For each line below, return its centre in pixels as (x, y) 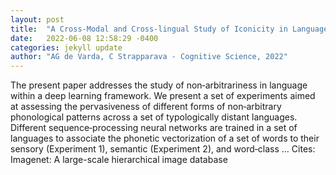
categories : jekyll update (66, 47)
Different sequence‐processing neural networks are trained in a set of (154, 128)
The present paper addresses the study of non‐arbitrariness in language (159, 85)
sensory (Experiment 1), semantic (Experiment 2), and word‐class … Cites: (163, 149)
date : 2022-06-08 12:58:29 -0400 (84, 38)
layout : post (37, 19)
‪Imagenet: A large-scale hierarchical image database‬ (119, 160)
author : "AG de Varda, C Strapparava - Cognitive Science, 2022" (149, 57)
